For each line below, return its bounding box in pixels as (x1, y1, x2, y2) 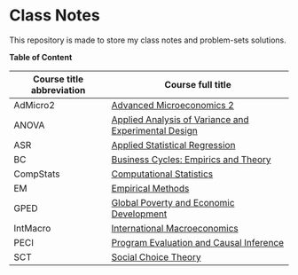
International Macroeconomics (111, 222, 239, 234)
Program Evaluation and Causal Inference (111, 236, 285, 248)
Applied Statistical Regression (111, 138, 236, 151)
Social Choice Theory (111, 250, 201, 263)
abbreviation (30, 83, 86, 96)
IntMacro (13, 222, 51, 234)
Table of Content (9, 51, 73, 62)
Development (111, 208, 168, 220)
